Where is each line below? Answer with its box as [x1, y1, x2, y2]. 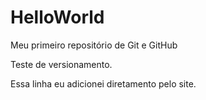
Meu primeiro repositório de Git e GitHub [10, 39, 178, 51]
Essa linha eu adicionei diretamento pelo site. [10, 77, 197, 90]
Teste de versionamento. [10, 58, 113, 70]
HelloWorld [10, 6, 105, 29]
